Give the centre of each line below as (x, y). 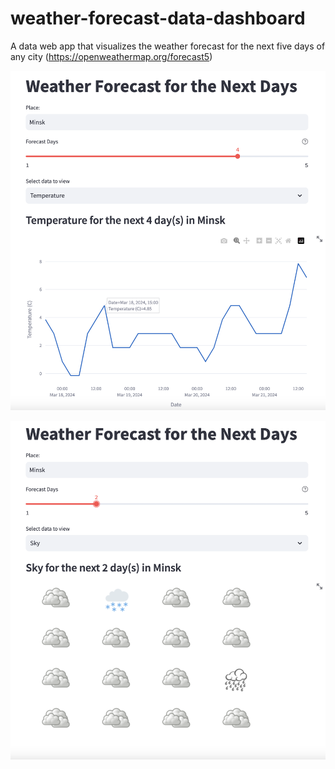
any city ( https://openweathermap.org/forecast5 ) (111, 56)
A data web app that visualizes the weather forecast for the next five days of (168, 46)
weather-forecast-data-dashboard (158, 18)
